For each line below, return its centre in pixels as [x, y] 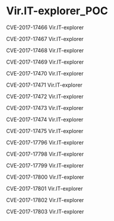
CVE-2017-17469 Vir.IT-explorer [45, 62]
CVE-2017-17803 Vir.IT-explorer [45, 211]
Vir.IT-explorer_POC [57, 11]
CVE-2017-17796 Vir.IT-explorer [45, 142]
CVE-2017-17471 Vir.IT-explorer [45, 85]
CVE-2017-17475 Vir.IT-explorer [45, 131]
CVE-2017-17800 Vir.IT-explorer [45, 177]
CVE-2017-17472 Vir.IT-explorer [45, 96]
